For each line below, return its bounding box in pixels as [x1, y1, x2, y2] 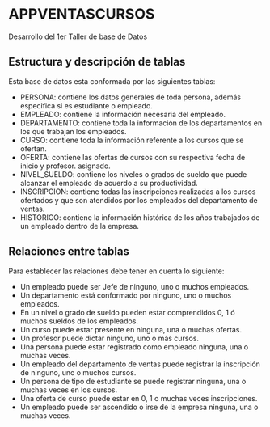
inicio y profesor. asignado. [19, 161, 111, 171]
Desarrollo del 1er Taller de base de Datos [8, 32, 148, 41]
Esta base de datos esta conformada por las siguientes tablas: [8, 76, 216, 86]
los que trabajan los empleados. [19, 126, 127, 136]
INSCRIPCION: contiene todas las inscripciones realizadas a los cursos [19, 187, 256, 197]
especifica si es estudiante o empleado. [19, 100, 154, 110]
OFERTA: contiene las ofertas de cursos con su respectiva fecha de [19, 152, 246, 162]
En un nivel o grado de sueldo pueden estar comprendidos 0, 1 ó [19, 307, 236, 317]
